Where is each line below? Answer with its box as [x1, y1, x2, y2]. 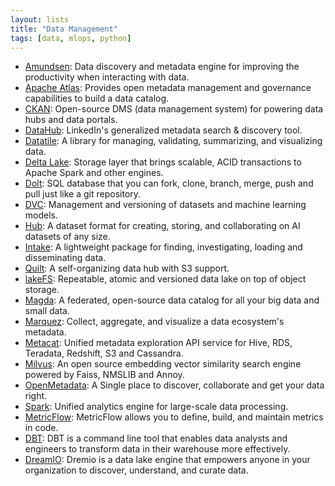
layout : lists [10, 14, 70, 25]
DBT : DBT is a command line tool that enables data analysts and [24, 432, 288, 445]
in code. [24, 422, 59, 434]
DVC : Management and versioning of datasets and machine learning [24, 199, 307, 211]
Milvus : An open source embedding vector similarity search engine [24, 358, 302, 370]
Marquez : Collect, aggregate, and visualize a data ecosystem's [24, 316, 285, 328]
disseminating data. [24, 252, 107, 264]
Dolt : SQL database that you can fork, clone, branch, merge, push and [24, 177, 314, 190]
